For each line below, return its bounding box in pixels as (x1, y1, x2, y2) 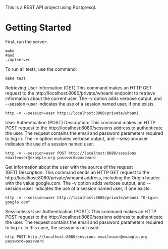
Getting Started (5, 22, 72, 33)
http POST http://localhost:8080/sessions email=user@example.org (5, 234, 148, 239)
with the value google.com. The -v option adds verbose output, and (5, 180, 146, 186)
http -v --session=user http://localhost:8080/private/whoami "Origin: (5, 195, 159, 200)
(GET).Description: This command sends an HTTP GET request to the (5, 169, 150, 175)
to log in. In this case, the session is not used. (5, 224, 100, 230)
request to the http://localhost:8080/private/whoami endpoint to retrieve (5, 90, 155, 96)
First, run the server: (5, 38, 48, 44)
